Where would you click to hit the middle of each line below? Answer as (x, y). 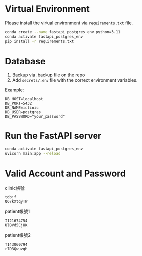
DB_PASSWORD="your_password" (35, 116)
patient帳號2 (18, 235)
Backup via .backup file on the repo (48, 75)
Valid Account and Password (66, 173)
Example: (15, 90)
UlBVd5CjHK (16, 225)
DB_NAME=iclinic (22, 108)
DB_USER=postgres (23, 112)
